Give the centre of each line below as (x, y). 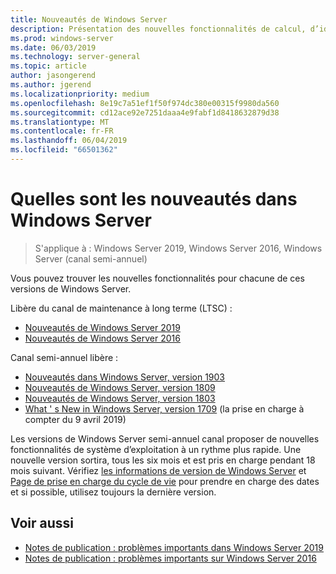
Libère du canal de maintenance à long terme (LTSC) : (121, 308)
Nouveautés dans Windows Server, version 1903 (124, 377)
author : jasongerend (53, 76)
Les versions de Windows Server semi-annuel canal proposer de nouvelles (165, 438)
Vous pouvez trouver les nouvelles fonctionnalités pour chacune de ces (157, 278)
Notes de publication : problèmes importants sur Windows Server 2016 (170, 558)
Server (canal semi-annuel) (91, 258)
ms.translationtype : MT (60, 122)
